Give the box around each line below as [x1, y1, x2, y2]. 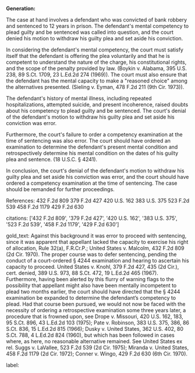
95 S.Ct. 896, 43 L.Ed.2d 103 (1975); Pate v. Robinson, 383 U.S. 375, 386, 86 [6, 319, 189, 326]
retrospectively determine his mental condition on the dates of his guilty [6, 150, 179, 157]
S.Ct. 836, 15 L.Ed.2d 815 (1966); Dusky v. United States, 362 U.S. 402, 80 [6, 326, 184, 332]
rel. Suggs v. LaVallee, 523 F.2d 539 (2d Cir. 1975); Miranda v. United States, [6, 344, 189, 351]
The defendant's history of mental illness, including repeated [6, 95, 152, 102]
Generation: [6, 5, 36, 12]
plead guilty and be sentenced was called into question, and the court [6, 29, 173, 36]
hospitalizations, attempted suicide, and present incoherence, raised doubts [6, 101, 189, 108]
